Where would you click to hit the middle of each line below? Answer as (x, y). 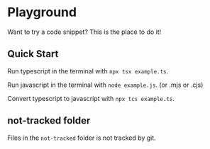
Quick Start (33, 54)
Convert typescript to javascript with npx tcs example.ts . (91, 98)
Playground (42, 12)
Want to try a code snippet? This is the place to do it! (84, 32)
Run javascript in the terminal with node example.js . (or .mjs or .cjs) (105, 85)
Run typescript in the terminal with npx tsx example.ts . (88, 71)
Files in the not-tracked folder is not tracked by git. (82, 138)
